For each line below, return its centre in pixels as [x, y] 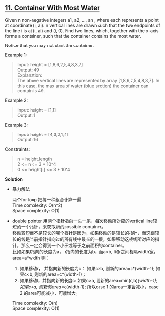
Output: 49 [28, 70]
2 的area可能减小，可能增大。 [50, 293]
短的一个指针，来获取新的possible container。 [59, 226]
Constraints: [17, 149]
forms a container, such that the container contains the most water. [73, 36]
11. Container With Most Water [52, 8]
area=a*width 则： [31, 258]
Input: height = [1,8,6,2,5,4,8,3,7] [50, 64]
